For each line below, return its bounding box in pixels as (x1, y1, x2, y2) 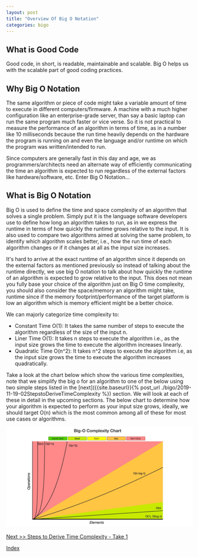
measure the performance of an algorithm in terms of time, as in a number (6, 125, 187, 131)
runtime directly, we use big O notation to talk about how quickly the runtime (6, 268, 192, 275)
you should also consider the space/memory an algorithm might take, (6, 286, 176, 294)
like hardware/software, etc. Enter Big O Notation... (6, 174, 130, 180)
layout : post (6, 9, 38, 15)
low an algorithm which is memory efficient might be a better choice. (6, 299, 174, 307)
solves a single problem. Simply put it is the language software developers (6, 213, 187, 220)
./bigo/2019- (161, 384, 191, 391)
